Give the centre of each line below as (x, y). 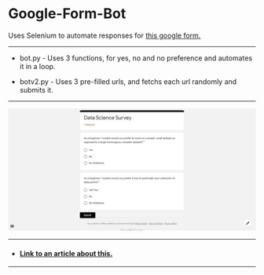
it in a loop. (37, 66)
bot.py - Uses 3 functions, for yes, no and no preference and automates (136, 58)
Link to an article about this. (66, 253)
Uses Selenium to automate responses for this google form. (104, 35)
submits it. (36, 90)
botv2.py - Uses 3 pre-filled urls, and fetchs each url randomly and (128, 81)
